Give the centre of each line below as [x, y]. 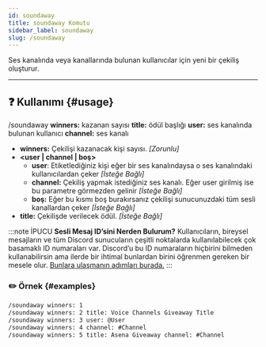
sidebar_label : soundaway [51, 30]
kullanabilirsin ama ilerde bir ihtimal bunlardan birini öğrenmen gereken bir [129, 257]
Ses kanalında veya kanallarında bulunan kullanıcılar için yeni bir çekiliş [124, 60]
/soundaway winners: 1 [46, 306]
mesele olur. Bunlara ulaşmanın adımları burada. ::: [90, 265]
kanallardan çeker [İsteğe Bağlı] [84, 208]
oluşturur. [24, 69]
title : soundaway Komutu [49, 23]
